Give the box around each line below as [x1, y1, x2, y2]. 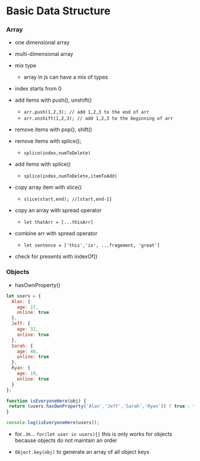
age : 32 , [17, 326, 39, 332]
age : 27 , [17, 304, 39, 310]
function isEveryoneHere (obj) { [6, 398, 86, 404]
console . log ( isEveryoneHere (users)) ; [6, 420, 100, 426]
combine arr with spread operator [14, 230, 98, 237]
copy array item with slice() [14, 183, 82, 191]
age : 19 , [17, 370, 39, 376]
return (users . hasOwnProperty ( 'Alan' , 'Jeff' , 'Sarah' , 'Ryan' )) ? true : [8, 403, 190, 409]
